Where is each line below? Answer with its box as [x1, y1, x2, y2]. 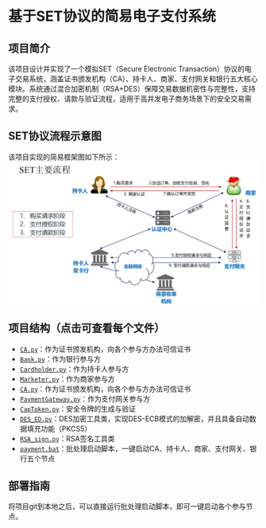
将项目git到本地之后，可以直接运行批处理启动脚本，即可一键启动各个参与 [8, 502, 246, 511]
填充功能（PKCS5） [26, 424, 92, 433]
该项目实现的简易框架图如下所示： [8, 152, 120, 162]
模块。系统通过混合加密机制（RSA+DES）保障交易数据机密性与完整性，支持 [8, 84, 256, 93]
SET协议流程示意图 [8, 129, 102, 143]
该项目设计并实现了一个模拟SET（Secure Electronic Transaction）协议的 [8, 65, 245, 73]
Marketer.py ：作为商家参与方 [19, 374, 115, 383]
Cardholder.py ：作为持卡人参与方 [19, 364, 129, 374]
